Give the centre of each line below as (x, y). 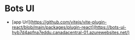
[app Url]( (22, 22)
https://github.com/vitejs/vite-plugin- (69, 22)
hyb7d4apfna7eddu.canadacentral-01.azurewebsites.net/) (71, 32)
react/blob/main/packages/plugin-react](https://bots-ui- (69, 27)
